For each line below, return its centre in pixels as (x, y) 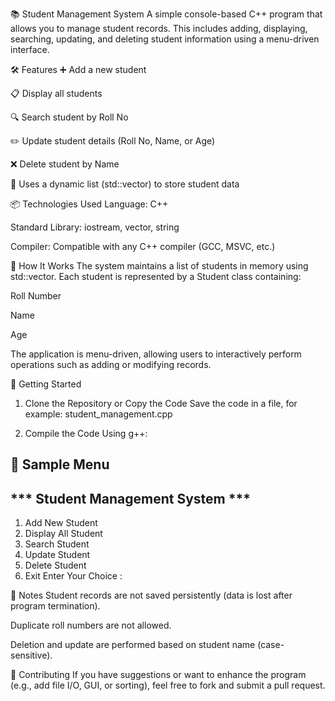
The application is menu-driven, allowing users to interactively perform (156, 354)
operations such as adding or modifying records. (111, 364)
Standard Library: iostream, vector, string (95, 227)
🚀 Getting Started (46, 384)
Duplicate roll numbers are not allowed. (91, 625)
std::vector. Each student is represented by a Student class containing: (156, 276)
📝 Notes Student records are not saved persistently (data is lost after (151, 595)
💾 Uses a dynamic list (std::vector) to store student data (125, 184)
